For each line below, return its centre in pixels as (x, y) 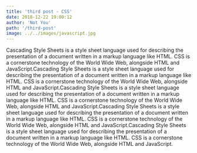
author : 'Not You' (29, 22)
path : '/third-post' (31, 28)
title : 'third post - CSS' (39, 11)
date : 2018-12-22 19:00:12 (39, 17)
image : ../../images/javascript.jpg (51, 34)
